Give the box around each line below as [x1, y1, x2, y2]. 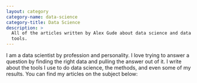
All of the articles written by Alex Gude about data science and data [11, 30, 192, 36]
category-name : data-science [6, 14, 78, 20]
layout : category [6, 8, 49, 15]
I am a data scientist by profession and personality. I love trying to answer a [6, 52, 190, 58]
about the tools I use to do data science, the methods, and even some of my [6, 64, 191, 71]
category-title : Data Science [6, 19, 81, 25]
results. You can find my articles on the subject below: [6, 71, 138, 77]
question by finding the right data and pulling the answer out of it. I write [6, 58, 182, 65]
